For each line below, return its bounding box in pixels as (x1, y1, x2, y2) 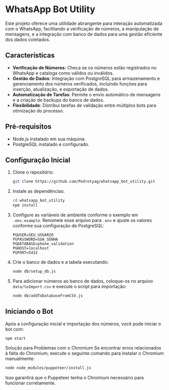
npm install (12, 203, 38, 208)
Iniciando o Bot (5, 307, 53, 316)
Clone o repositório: (12, 169, 54, 175)
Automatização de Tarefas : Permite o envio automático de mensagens (12, 91, 161, 97)
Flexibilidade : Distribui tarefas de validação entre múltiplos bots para (12, 102, 156, 108)
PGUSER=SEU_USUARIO (12, 232, 54, 238)
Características (5, 51, 55, 60)
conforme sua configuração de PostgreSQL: (12, 223, 104, 228)
